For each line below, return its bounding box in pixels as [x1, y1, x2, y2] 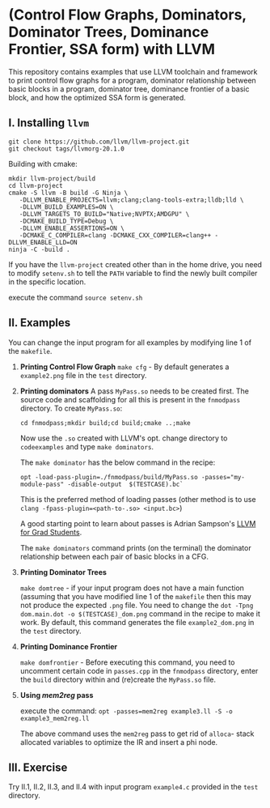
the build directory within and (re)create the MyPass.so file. [19, 674, 217, 684]
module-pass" [19, 480, 65, 488]
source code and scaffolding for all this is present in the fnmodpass [19, 394, 241, 404]
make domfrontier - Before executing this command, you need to [19, 657, 235, 667]
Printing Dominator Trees [19, 567, 108, 576]
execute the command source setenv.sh [8, 292, 143, 302]
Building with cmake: [8, 159, 78, 168]
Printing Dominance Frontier [19, 641, 118, 651]
